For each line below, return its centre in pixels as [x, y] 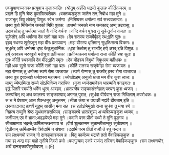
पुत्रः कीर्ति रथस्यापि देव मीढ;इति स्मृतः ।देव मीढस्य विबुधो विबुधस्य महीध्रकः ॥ [66, 60]
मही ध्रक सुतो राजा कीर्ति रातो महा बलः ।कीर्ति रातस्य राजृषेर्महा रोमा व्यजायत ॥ [68, 66]
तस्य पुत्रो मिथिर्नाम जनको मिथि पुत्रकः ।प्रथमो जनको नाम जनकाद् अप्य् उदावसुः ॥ [70, 25]
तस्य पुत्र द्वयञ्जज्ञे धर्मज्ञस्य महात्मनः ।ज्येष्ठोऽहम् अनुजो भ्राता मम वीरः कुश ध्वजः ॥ [70, 77]
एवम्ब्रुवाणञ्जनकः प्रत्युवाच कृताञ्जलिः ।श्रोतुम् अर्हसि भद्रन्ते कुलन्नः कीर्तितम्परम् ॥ [68, 8]
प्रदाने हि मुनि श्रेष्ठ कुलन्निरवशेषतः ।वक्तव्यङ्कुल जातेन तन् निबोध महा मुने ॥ [65, 14]
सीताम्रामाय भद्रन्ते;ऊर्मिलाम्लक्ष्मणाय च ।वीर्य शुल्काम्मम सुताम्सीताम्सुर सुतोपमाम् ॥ [69, 123]
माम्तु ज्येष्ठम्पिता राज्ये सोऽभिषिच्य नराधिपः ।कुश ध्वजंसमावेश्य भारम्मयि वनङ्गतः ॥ [70, 83]
